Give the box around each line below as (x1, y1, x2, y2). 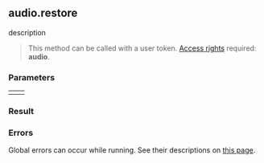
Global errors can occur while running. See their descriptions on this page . (8, 145, 256, 155)
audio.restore (8, 6, 78, 20)
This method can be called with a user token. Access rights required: (27, 43, 257, 53)
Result (8, 106, 35, 117)
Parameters (8, 71, 55, 83)
